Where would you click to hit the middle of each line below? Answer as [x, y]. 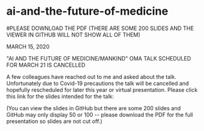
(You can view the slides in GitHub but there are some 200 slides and [94, 108]
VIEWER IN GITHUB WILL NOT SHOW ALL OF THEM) [74, 34]
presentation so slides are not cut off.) [55, 121]
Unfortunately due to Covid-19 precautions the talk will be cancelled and [98, 83]
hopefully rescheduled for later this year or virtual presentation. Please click [102, 89]
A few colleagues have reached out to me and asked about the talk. [91, 77]
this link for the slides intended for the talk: [60, 96]
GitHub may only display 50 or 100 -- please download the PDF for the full [100, 114]
